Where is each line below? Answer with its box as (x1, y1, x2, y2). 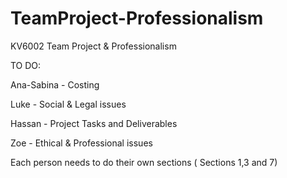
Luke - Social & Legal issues (10, 98, 127, 110)
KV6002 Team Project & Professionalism (10, 40, 177, 52)
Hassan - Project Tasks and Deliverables (10, 117, 178, 129)
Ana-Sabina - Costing (10, 78, 100, 91)
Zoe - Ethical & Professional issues (10, 137, 153, 149)
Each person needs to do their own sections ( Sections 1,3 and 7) (10, 156, 278, 168)
